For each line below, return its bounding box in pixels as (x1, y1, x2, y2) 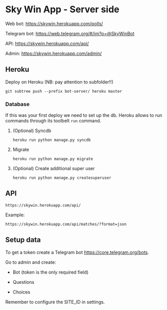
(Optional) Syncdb (12, 128, 52, 134)
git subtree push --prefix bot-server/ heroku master (5, 89, 123, 94)
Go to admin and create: (5, 259, 56, 265)
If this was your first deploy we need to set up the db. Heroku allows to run (5, 112, 162, 118)
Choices (12, 288, 31, 295)
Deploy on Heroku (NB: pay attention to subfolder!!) (5, 78, 114, 85)
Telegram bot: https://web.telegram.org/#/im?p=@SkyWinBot (5, 30, 135, 36)
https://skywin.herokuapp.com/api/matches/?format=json (5, 221, 127, 226)
